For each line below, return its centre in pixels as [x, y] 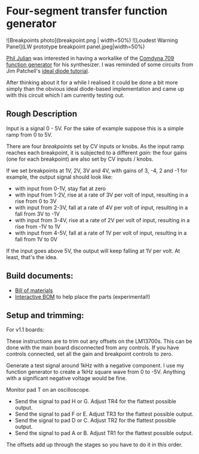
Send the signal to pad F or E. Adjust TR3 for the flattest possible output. [104, 414]
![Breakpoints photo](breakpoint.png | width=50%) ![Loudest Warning [92, 40]
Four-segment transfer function [87, 11]
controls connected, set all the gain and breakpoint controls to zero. [90, 354]
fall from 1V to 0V [36, 239]
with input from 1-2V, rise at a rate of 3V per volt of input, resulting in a [101, 195]
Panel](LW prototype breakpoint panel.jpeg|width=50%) [76, 47]
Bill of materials [34, 290]
